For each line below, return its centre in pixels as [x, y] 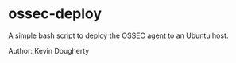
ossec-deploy [55, 14]
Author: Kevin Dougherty [49, 50]
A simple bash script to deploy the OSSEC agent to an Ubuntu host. [118, 35]
